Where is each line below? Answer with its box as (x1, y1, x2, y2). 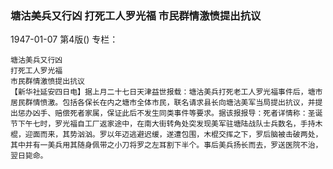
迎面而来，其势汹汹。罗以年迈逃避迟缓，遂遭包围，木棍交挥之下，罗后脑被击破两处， (24, 130, 323, 140)
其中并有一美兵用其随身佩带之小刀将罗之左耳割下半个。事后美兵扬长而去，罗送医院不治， (10, 140, 323, 151)
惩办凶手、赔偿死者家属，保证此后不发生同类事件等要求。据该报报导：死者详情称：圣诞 (17, 108, 323, 119)
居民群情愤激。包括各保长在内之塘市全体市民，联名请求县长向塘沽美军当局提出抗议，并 (10, 98, 316, 108)
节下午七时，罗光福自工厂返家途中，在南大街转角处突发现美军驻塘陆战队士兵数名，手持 (10, 119, 316, 129)
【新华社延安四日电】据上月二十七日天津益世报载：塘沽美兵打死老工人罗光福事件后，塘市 (10, 87, 323, 97)
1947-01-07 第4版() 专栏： (10, 33, 119, 46)
